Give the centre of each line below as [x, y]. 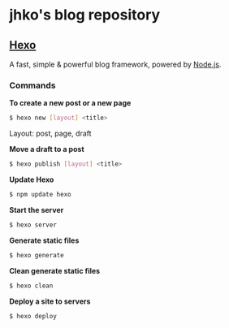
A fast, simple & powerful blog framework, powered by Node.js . [115, 64]
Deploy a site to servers [50, 301]
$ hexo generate [37, 255]
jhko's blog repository [85, 15]
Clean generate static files [55, 270]
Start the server [37, 209]
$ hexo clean [31, 286]
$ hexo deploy [33, 316]
